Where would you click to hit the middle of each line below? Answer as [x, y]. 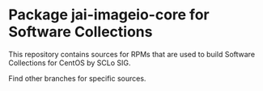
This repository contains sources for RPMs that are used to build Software [132, 54]
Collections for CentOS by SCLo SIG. [70, 63]
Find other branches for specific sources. [77, 78]
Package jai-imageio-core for [109, 15]
